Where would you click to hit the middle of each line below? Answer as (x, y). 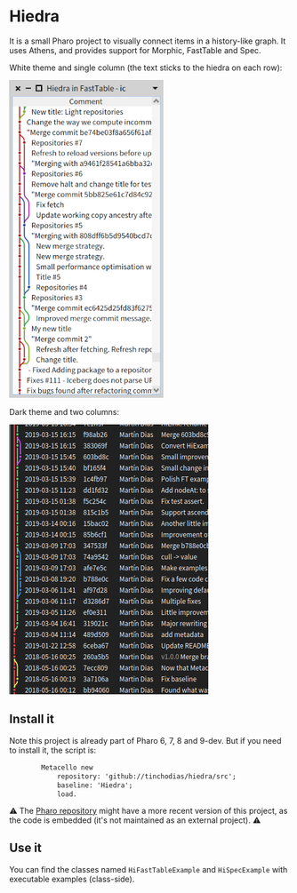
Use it (25, 848)
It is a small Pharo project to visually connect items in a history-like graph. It (148, 41)
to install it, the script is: (53, 750)
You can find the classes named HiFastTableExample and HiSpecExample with (148, 869)
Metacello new (67, 767)
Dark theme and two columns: (64, 411)
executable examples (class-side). (72, 879)
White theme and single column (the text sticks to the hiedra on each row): (146, 68)
